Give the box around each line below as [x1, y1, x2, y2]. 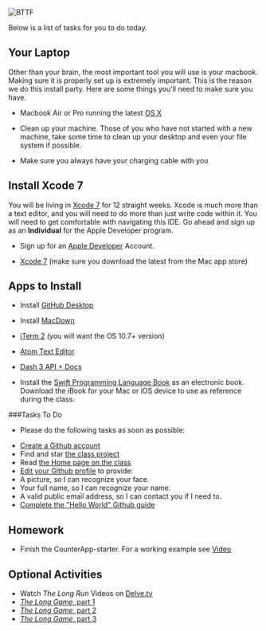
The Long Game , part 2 [19, 606, 97, 615]
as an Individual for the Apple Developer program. [8, 225, 174, 235]
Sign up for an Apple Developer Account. [19, 241, 155, 250]
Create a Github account [19, 441, 101, 450]
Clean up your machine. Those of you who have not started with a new [19, 123, 252, 133]
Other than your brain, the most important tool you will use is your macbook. [8, 67, 259, 76]
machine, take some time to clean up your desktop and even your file [19, 131, 247, 141]
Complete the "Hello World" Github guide [19, 500, 155, 510]
